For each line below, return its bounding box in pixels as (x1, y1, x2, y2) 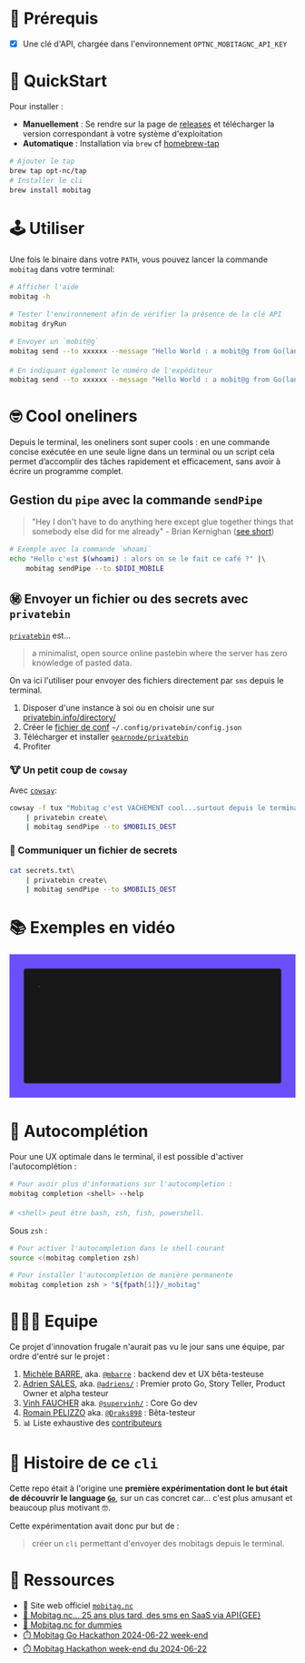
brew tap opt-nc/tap (9, 166, 88, 176)
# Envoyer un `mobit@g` (9, 337, 100, 346)
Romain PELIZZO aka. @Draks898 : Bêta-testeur (22, 1407, 196, 1418)
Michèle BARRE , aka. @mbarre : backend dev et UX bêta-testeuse (22, 1369, 265, 1380)
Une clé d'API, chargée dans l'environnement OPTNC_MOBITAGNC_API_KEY (22, 38, 288, 49)
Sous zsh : (9, 1224, 48, 1236)
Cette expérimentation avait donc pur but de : (9, 1520, 180, 1532)
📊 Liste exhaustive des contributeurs (22, 1417, 162, 1428)
